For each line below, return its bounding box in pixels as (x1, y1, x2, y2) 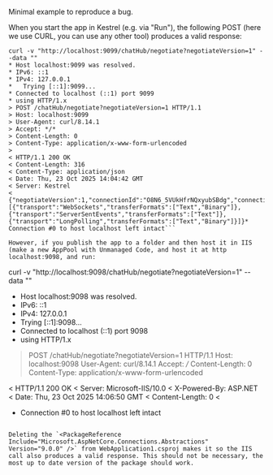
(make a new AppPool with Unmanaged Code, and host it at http (8, 246, 227, 254)
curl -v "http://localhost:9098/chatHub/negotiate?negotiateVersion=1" (8, 267, 243, 277)
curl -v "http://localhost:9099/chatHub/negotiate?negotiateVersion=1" (8, 47, 256, 55)
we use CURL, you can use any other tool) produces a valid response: (8, 32, 242, 41)
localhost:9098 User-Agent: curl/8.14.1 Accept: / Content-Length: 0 (28, 359, 253, 369)
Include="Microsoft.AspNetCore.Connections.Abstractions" (8, 438, 209, 446)
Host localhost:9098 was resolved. (19, 291, 137, 301)
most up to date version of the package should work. (8, 459, 195, 467)
